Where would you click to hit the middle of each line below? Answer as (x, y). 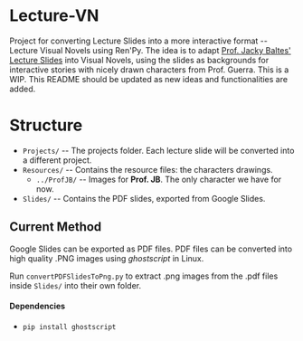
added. (23, 89)
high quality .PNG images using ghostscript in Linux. (107, 258)
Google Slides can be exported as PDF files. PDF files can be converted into (151, 249)
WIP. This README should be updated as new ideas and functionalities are (148, 79)
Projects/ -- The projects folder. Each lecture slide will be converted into (158, 150)
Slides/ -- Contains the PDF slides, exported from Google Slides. (144, 198)
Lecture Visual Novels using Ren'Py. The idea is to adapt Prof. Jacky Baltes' (150, 50)
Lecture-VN (54, 16)
